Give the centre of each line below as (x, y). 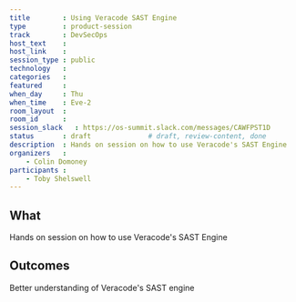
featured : (38, 86)
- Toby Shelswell (59, 178)
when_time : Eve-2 (51, 102)
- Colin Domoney (57, 161)
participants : (38, 170)
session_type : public (52, 60)
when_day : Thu (46, 94)
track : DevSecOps (58, 35)
